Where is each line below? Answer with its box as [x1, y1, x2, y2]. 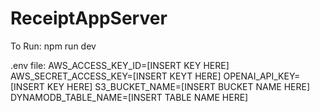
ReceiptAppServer [10, 7, 168, 30]
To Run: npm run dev [10, 40, 97, 52]
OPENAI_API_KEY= [223, 70, 301, 82]
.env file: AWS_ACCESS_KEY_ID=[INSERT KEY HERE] [10, 59, 230, 71]
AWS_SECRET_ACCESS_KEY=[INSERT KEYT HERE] [10, 70, 222, 82]
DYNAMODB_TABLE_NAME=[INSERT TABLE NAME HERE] [10, 91, 249, 103]
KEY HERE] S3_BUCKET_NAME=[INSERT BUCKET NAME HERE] [46, 80, 311, 92]
